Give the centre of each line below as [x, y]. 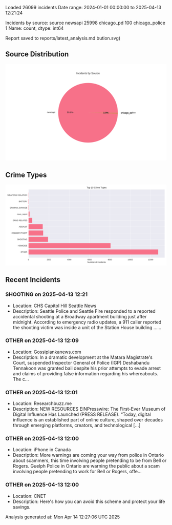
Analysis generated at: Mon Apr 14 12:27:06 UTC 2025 [63, 517]
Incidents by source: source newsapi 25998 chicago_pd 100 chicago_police [85, 23]
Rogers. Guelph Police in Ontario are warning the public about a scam [86, 466]
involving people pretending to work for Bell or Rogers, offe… [77, 472]
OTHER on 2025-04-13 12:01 [41, 392]
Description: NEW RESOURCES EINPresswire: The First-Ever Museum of [89, 409]
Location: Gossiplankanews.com [47, 352]
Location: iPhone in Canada [42, 450]
